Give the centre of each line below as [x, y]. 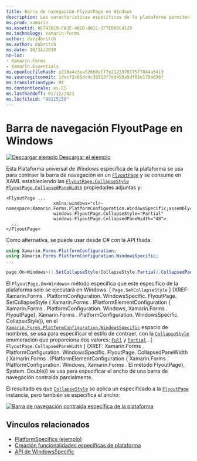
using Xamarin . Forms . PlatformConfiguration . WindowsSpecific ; [82, 256]
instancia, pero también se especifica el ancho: [63, 395]
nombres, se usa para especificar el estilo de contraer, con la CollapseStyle [98, 334]
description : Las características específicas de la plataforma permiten [98, 17]
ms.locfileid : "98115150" [38, 99]
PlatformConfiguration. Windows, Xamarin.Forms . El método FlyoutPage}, [96, 365]
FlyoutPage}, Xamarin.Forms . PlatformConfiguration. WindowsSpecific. [93, 315]
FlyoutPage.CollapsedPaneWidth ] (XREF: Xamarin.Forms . [75, 346]
